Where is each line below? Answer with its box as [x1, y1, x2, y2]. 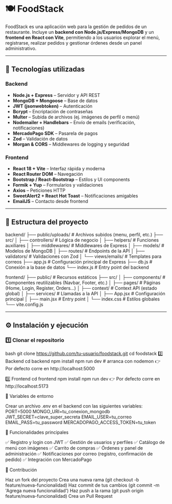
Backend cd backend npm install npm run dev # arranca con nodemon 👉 [5, 358, 161, 365]
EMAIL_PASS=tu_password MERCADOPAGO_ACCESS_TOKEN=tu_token [5, 419, 156, 426]
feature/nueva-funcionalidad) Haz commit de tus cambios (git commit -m [5, 482, 160, 489]
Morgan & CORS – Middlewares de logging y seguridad [12, 141, 130, 147]
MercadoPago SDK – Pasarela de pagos [12, 130, 98, 136]
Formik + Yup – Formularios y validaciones [12, 182, 103, 188]
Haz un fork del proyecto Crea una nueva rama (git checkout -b [5, 477, 139, 483]
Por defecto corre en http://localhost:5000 [5, 366, 95, 372]
